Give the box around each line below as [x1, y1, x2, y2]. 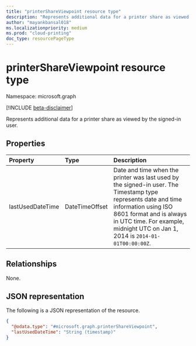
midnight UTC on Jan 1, [113, 224, 179, 232]
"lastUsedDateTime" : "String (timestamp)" [11, 329, 116, 335]
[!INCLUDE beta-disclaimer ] [6, 104, 73, 111]
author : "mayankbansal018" [6, 19, 72, 25]
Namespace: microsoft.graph [6, 93, 76, 100]
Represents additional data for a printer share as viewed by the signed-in [6, 115, 181, 122]
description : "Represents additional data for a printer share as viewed [6, 14, 190, 20]
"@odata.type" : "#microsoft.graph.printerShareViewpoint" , [11, 324, 158, 330]
